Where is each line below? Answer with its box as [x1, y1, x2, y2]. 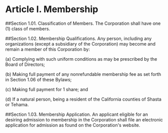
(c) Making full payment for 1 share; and [5, 86, 89, 92]
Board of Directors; [5, 61, 46, 67]
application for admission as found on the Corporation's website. [5, 122, 141, 128]
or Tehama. [5, 101, 29, 107]
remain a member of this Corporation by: [5, 46, 90, 52]
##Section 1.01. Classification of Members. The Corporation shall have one [5, 20, 161, 26]
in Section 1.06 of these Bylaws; [5, 76, 72, 82]
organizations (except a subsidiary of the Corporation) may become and [5, 40, 156, 47]
